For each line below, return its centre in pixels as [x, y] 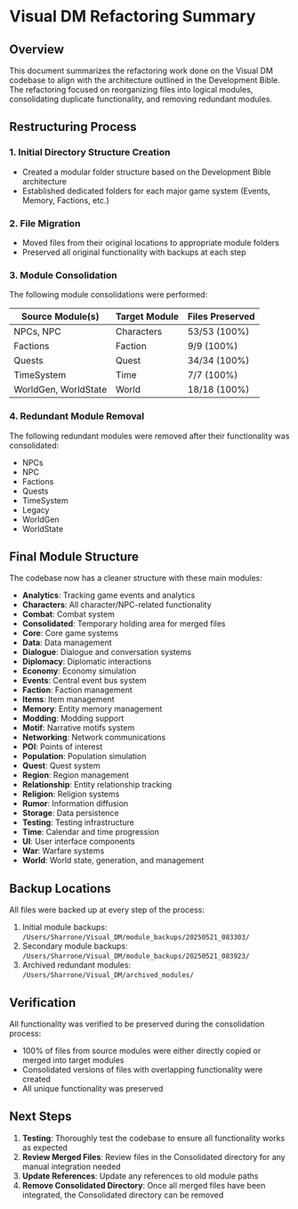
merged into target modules [73, 1060]
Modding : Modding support [73, 718]
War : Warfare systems [63, 851]
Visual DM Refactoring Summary [133, 16]
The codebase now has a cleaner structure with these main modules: [136, 578]
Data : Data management [67, 642]
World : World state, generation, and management [113, 861]
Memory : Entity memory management [92, 709]
